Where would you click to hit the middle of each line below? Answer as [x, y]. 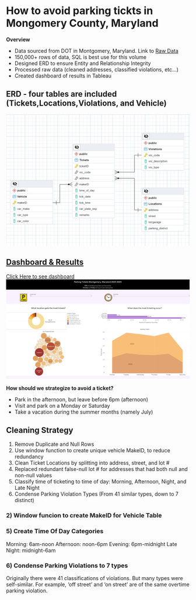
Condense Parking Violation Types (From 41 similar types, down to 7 [97, 494]
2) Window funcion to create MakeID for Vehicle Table [84, 516]
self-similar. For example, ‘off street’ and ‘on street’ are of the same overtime [98, 584]
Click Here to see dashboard [40, 276]
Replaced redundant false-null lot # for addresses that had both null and [101, 469]
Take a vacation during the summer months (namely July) [84, 412]
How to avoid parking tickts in [80, 11]
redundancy [29, 457]
